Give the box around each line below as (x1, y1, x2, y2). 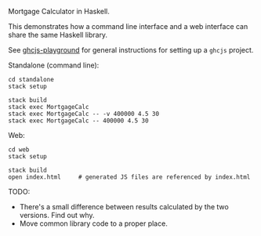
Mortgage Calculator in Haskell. (8, 7, 110, 16)
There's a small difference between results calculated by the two (19, 202, 229, 211)
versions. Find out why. (19, 211, 96, 220)
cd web (8, 146, 30, 154)
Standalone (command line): (8, 60, 100, 70)
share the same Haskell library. (8, 31, 108, 39)
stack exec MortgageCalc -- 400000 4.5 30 (8, 117, 149, 125)
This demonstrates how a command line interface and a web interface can (8, 22, 248, 31)
